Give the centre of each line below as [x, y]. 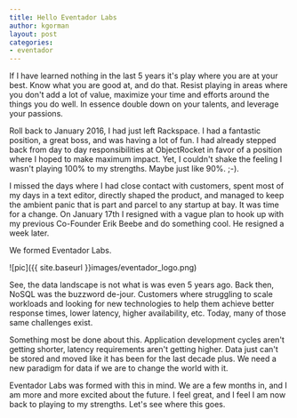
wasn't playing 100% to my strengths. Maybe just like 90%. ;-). [124, 169]
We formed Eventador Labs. [60, 251]
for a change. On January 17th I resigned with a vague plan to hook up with [147, 214]
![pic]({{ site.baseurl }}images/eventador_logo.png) [103, 268]
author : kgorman [39, 26]
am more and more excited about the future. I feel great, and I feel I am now [148, 395]
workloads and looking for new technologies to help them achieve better [142, 304]
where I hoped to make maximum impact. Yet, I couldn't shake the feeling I [146, 159]
